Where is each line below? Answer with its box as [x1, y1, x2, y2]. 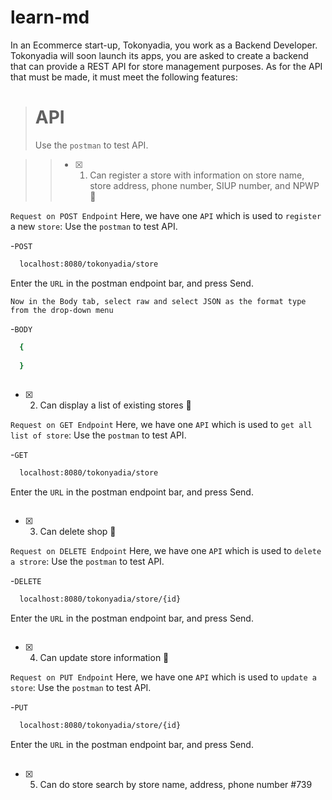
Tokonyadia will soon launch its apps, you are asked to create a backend [10, 49, 309, 61]
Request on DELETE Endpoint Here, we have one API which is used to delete [10, 545, 322, 557]
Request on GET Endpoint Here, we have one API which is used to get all [10, 418, 313, 430]
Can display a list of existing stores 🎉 [39, 399, 192, 411]
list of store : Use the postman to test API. [10, 429, 187, 441]
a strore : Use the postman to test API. [10, 556, 165, 568]
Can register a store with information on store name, [89, 169, 305, 181]
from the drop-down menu [10, 305, 114, 315]
